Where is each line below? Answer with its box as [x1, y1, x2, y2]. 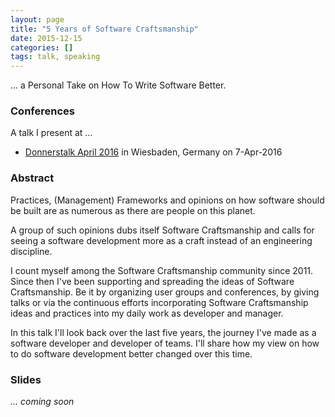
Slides [10, 372, 42, 386]
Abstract [10, 171, 55, 185]
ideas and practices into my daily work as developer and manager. [10, 307, 284, 319]
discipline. [10, 245, 53, 257]
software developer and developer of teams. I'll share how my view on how [10, 337, 320, 349]
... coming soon [10, 396, 75, 408]
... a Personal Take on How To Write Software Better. [10, 79, 227, 91]
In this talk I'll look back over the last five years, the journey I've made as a [10, 326, 317, 338]
